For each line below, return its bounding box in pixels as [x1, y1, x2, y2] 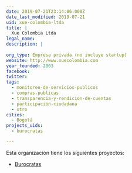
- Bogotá [11, 117, 33, 123]
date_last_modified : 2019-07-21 [6, 14, 85, 20]
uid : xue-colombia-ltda [6, 19, 65, 25]
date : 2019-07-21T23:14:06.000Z [6, 8, 85, 15]
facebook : [6, 68, 31, 74]
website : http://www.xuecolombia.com [6, 57, 99, 63]
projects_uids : [6, 123, 43, 129]
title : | [6, 25, 28, 31]
